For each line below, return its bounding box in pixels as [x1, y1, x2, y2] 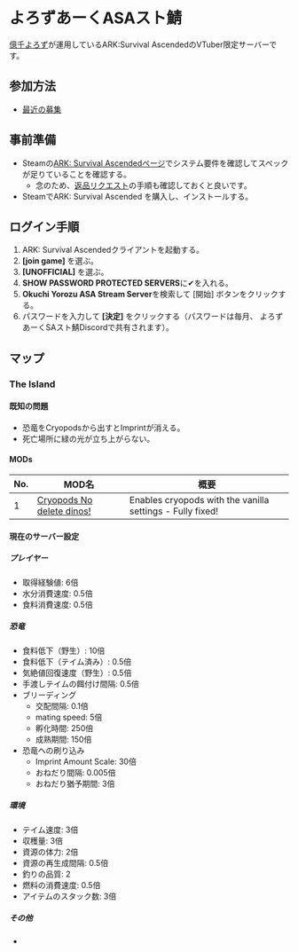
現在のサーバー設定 [9, 531, 80, 541]
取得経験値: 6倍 [21, 577, 79, 587]
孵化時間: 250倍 [35, 722, 94, 733]
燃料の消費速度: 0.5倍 [21, 879, 101, 890]
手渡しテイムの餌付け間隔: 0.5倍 [21, 678, 140, 688]
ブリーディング [21, 689, 77, 700]
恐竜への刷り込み [21, 744, 85, 755]
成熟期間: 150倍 [35, 734, 92, 744]
